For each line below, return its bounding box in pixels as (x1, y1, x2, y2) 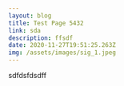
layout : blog (8, 11, 52, 20)
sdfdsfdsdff (8, 71, 46, 80)
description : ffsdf (8, 33, 74, 42)
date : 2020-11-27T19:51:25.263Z (8, 41, 116, 49)
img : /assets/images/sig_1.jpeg (8, 49, 116, 57)
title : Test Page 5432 (8, 19, 84, 27)
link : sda (8, 26, 42, 34)
